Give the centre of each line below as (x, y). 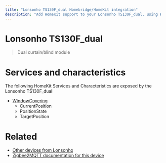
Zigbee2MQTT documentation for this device (58, 156)
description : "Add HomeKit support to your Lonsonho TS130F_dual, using (82, 14)
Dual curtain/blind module (43, 52)
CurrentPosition (36, 106)
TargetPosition (34, 117)
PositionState (33, 111)
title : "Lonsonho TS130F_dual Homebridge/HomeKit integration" (72, 10)
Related (21, 137)
